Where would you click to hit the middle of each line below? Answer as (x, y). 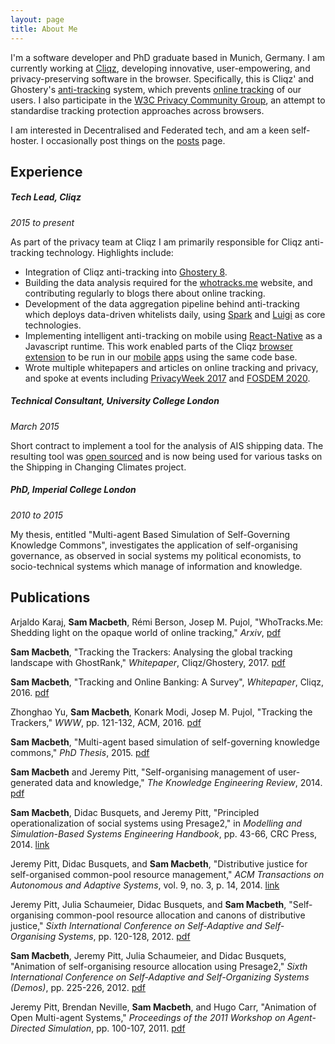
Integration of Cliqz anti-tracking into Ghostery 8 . (126, 272)
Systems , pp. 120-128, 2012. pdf (124, 936)
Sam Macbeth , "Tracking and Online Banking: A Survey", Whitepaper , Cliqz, (167, 682)
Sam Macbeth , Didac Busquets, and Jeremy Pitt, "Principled (135, 812)
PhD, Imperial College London (73, 490)
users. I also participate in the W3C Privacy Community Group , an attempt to (168, 100)
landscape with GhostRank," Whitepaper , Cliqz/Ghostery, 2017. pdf (148, 662)
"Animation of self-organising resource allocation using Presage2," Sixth (159, 966)
